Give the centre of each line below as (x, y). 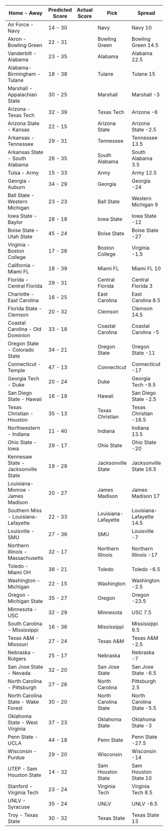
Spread (146, 13)
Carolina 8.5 (146, 300)
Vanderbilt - (22, 53)
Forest (15, 708)
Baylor (15, 222)
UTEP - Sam (22, 769)
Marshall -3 (146, 95)
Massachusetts (25, 558)
